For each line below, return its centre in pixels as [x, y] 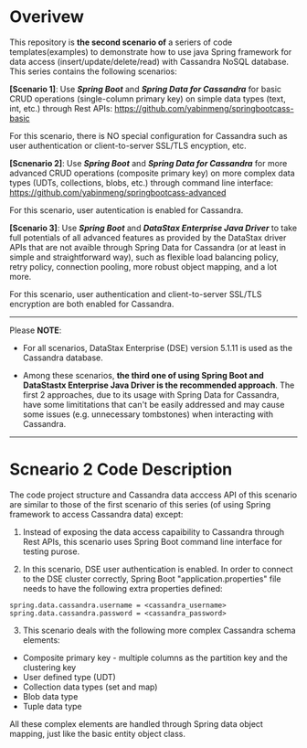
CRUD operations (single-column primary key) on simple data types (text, [148, 99]
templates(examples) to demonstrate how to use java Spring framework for [151, 51]
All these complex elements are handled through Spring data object [136, 723]
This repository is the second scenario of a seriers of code [121, 42]
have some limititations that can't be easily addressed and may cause [153, 404]
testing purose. [51, 551]
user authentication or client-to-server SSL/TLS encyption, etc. [128, 145]
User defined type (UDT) [69, 677]
